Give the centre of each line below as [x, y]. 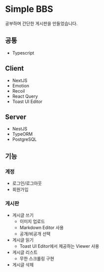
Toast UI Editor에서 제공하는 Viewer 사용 [59, 246]
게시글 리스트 [25, 252]
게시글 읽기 [23, 240]
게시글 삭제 [23, 265]
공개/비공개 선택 [35, 234]
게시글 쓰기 [23, 215]
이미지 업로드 [32, 221]
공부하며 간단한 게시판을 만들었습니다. [41, 23]
